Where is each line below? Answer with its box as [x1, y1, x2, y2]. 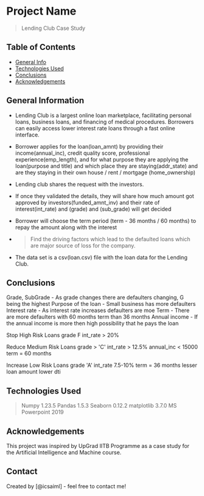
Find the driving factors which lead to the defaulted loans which [30, 235, 191, 243]
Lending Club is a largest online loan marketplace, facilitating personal [15, 112, 192, 119]
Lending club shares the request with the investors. [15, 180, 144, 188]
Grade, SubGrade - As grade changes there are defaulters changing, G [6, 294, 185, 301]
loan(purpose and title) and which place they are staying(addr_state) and [15, 162, 198, 169]
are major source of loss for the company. [30, 242, 136, 249]
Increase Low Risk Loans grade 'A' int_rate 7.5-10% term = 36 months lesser [6, 361, 198, 369]
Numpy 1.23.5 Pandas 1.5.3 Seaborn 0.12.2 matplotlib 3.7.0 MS [21, 402, 177, 409]
